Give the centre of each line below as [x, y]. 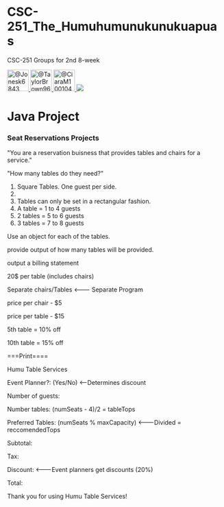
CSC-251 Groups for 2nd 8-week [53, 60]
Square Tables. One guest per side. [67, 187]
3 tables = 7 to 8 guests [50, 223]
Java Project [43, 117]
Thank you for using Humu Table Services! [67, 496]
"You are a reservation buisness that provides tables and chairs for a [104, 153]
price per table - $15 [36, 316]
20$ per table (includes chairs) [51, 276]
